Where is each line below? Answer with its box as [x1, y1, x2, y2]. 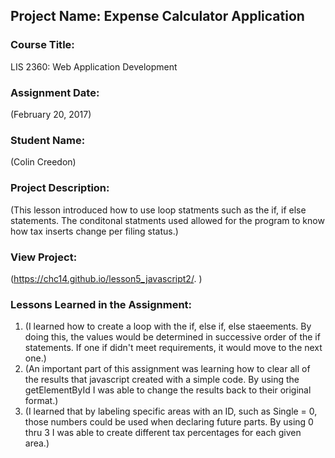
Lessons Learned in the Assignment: [10, 297, 193, 311]
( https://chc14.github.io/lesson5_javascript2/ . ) [10, 272, 203, 284]
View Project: [10, 250, 78, 264]
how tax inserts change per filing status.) [10, 225, 179, 237]
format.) [24, 395, 59, 407]
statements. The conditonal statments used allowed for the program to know [10, 214, 325, 226]
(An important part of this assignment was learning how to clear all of [24, 363, 311, 375]
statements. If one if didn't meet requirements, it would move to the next [24, 342, 323, 354]
